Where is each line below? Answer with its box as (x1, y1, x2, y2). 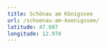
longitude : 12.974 (7, 30, 61, 37)
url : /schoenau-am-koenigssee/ (7, 17, 100, 24)
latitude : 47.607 (7, 23, 59, 30)
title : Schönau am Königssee (7, 10, 93, 18)
